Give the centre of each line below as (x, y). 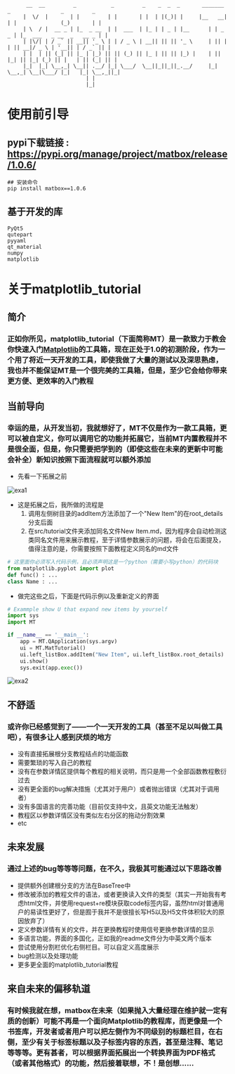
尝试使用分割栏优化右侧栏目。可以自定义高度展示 (88, 947)
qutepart (20, 234)
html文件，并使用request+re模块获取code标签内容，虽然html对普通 (121, 903)
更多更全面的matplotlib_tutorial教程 (68, 964)
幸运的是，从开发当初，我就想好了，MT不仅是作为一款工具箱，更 (117, 428)
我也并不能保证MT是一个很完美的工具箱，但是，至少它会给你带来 (117, 370)
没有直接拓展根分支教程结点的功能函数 (73, 754)
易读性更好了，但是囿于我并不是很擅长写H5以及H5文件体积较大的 (124, 912)
